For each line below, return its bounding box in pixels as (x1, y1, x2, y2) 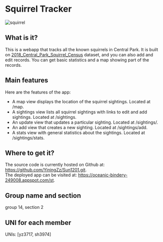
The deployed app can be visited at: (5, 172, 77, 178)
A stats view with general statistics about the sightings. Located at (12, 130, 145, 135)
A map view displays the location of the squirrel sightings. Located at (12, 98, 151, 104)
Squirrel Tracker (5, 3, 72, 15)
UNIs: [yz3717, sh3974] (5, 231, 52, 237)
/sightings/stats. (12, 135, 45, 141)
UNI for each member (5, 218, 72, 227)
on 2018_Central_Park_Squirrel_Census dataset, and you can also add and (5, 52, 153, 57)
